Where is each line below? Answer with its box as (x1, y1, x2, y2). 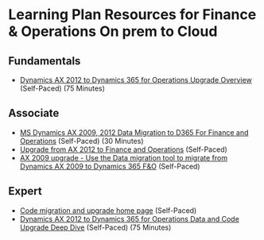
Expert (8, 184, 42, 198)
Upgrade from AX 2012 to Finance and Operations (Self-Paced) (19, 145, 228, 154)
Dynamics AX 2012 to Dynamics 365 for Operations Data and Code (19, 214, 240, 223)
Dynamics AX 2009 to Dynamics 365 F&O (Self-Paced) (19, 161, 200, 171)
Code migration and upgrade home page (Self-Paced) (19, 205, 197, 215)
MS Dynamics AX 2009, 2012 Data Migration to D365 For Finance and (19, 127, 249, 137)
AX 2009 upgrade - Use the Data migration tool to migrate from (19, 153, 228, 162)
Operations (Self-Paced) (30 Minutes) (19, 136, 145, 145)
